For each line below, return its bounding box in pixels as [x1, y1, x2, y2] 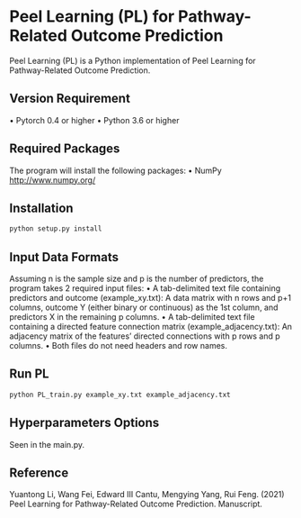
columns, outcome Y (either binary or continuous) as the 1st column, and [9, 302, 279, 313]
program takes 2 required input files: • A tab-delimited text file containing [9, 283, 281, 294]
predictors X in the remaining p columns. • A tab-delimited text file [9, 312, 255, 323]
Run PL [9, 367, 49, 382]
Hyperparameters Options [9, 415, 160, 431]
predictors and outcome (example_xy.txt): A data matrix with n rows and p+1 [9, 293, 292, 304]
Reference [9, 465, 69, 480]
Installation [9, 200, 74, 215]
